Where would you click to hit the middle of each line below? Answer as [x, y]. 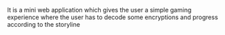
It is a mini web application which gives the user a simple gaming [99, 10]
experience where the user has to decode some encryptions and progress [113, 17]
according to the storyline [44, 24]
